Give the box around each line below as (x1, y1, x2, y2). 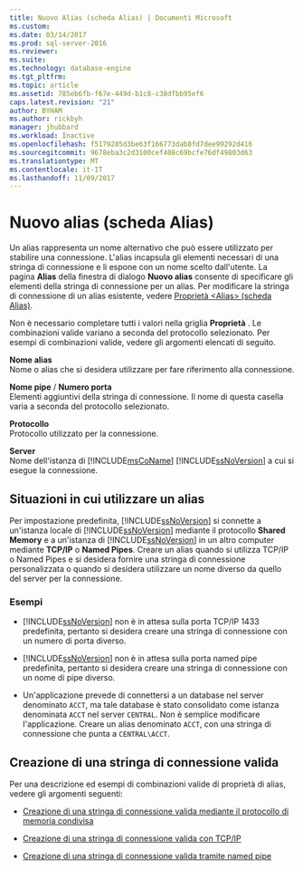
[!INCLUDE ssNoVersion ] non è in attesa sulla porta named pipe (22, 653, 258, 664)
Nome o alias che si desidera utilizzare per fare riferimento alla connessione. (9, 364, 295, 375)
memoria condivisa (22, 816, 94, 826)
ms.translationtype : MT (9, 156, 99, 166)
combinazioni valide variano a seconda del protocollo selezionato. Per (9, 327, 270, 338)
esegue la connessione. (9, 465, 98, 476)
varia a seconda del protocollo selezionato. (9, 401, 170, 412)
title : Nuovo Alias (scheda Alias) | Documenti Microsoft (9, 13, 232, 23)
